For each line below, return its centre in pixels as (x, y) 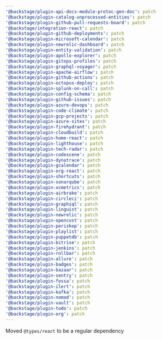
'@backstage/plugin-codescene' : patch (53, 154)
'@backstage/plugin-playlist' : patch (52, 231)
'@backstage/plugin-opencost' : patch (52, 221)
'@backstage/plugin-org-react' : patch (53, 171)
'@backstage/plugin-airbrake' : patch (52, 193)
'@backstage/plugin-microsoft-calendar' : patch (65, 39)
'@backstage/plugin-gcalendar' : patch (53, 166)
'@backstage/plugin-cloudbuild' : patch (54, 133)
